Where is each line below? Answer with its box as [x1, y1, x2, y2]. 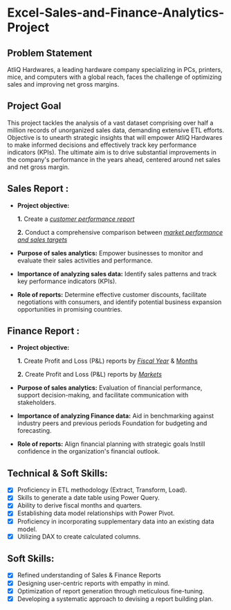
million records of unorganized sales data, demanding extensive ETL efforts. [7, 126, 225, 134]
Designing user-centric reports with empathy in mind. [17, 579, 170, 587]
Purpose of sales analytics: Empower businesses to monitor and [17, 249, 203, 257]
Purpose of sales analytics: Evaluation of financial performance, [17, 384, 203, 392]
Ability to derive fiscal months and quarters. [17, 501, 142, 510]
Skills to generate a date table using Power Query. [17, 494, 160, 502]
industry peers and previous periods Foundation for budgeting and [17, 419, 207, 427]
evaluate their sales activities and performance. [17, 256, 153, 264]
